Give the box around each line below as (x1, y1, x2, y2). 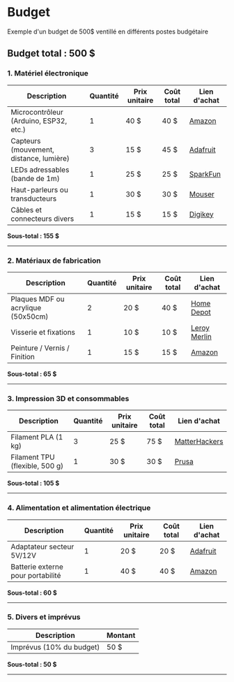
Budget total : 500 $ (7, 48, 95, 59)
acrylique (10, 303, 42, 312)
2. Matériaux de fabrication (7, 256, 101, 266)
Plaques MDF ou (10, 294, 65, 304)
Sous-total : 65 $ (7, 370, 57, 378)
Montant (107, 630, 136, 640)
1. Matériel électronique (7, 68, 89, 78)
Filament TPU (10, 452, 55, 462)
